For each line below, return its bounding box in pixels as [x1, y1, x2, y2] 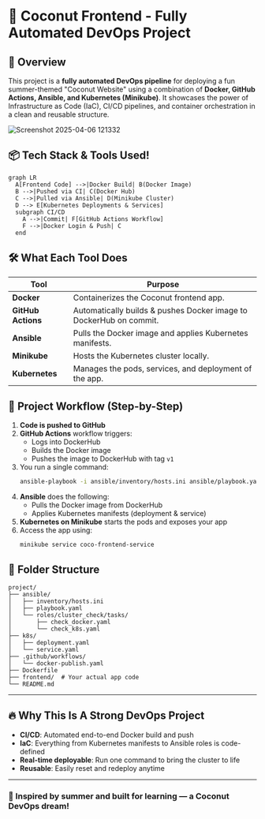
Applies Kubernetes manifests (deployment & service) [31, 509, 207, 518]
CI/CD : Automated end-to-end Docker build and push [19, 730, 195, 739]
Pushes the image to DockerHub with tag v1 [31, 454, 174, 464]
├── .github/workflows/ [8, 653, 87, 660]
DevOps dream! [8, 800, 69, 811]
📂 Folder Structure [8, 563, 100, 576]
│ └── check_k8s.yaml [8, 625, 101, 633]
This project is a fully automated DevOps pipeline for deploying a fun [8, 77, 235, 85]
